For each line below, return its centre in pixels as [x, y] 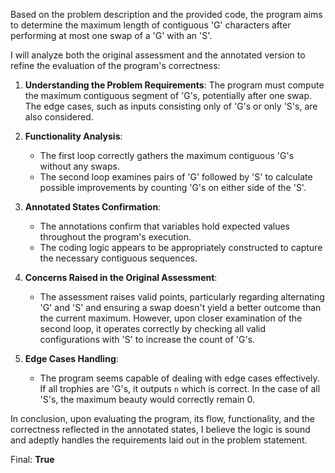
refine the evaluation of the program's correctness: [115, 65]
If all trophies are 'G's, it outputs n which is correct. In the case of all [180, 388]
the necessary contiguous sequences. [118, 258]
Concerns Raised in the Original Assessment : [121, 277]
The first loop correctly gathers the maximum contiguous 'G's [167, 155]
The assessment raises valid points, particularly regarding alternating [182, 297]
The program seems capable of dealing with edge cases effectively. [179, 378]
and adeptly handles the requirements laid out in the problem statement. [159, 440]
